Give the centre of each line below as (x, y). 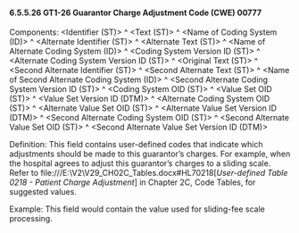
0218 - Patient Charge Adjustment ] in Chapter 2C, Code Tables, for (133, 182)
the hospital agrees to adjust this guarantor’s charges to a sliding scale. (140, 163)
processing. (31, 219)
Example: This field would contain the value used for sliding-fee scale (137, 209)
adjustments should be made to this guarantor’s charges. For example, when (150, 154)
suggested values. (43, 192)
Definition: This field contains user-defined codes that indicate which (136, 145)
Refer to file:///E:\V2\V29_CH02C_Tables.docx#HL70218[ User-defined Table (149, 173)
